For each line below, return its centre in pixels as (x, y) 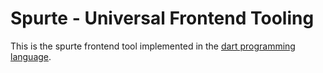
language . (31, 56)
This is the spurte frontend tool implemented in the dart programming (153, 46)
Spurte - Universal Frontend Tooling (162, 18)
